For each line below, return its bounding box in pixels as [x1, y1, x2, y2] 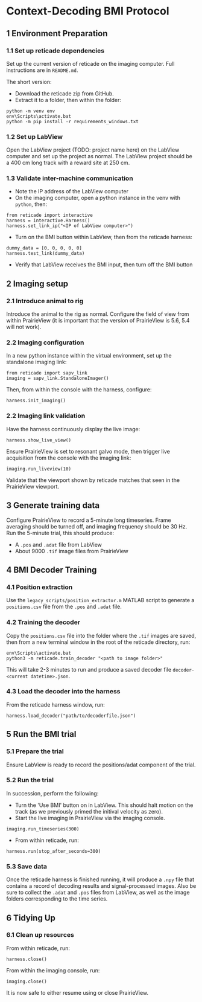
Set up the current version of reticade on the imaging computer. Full [6, 60, 175, 67]
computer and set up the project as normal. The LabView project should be [6, 153, 193, 160]
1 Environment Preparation [6, 28, 108, 39]
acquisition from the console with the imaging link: [6, 454, 131, 461]
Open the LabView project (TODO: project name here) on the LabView [6, 146, 180, 153]
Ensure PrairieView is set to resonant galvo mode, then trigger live [6, 448, 170, 455]
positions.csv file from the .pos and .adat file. [6, 603, 122, 611]
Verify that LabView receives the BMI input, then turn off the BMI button [14, 261, 193, 268]
